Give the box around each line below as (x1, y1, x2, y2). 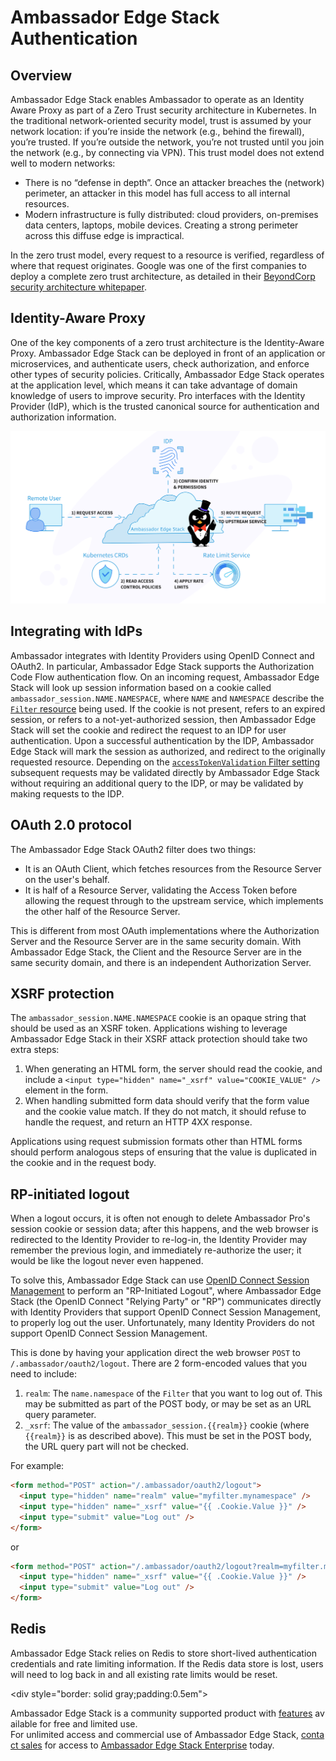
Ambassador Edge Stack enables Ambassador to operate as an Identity (10, 94, 305, 105)
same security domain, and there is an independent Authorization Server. (10, 956, 312, 968)
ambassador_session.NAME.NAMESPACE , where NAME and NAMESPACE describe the (10, 692, 325, 704)
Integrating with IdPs (10, 623, 143, 640)
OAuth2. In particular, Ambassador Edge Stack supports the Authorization (10, 660, 315, 672)
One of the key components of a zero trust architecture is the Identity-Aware (10, 336, 325, 348)
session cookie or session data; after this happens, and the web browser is (10, 1223, 319, 1235)
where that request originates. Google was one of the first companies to (10, 260, 307, 271)
